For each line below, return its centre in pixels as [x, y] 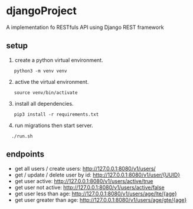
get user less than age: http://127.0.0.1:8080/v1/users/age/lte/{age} [96, 194]
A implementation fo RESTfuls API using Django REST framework [85, 27]
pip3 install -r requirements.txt [56, 114]
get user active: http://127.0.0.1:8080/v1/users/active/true [84, 181]
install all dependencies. [44, 103]
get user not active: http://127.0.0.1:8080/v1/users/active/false [89, 187]
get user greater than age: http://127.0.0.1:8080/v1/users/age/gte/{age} [101, 200]
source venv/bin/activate [46, 93]
